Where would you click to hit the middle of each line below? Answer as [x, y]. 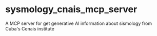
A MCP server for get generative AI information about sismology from [79, 23]
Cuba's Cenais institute [30, 28]
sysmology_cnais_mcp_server [71, 9]
